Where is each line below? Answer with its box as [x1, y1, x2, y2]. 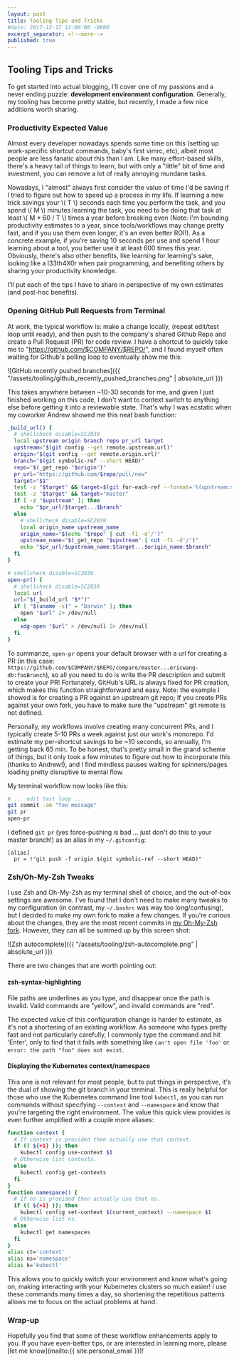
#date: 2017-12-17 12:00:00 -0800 [7, 24, 110, 31]
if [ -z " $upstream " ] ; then [14, 497, 100, 504]
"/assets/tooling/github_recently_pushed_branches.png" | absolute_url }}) [7, 374, 223, 382]
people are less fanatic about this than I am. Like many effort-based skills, [7, 154, 224, 163]
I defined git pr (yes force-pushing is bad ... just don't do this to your [7, 828, 212, 837]
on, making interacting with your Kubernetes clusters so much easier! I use [7, 1282, 227, 1291]
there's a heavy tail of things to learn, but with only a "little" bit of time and [7, 162, 225, 171]
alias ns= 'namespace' [7, 1255, 72, 1263]
